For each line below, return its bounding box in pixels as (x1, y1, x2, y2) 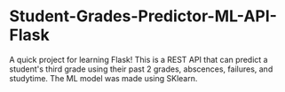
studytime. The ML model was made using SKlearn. (9, 73, 198, 83)
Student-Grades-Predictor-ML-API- (9, 6, 278, 27)
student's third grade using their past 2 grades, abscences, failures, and (9, 64, 273, 74)
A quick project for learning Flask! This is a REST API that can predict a (9, 54, 268, 65)
